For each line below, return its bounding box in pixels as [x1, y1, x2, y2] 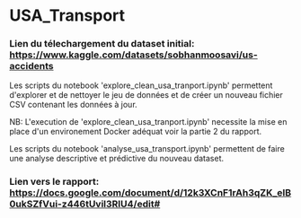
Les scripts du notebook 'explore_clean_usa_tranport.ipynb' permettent [9, 80, 273, 91]
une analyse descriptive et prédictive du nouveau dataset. [9, 153, 225, 164]
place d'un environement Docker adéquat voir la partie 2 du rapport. [9, 126, 262, 137]
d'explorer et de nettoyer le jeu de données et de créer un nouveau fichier [9, 90, 283, 100]
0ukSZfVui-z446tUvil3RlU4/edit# [9, 198, 161, 211]
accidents [9, 60, 54, 73]
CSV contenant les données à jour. [9, 100, 137, 110]
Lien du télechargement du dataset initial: [9, 38, 195, 50]
